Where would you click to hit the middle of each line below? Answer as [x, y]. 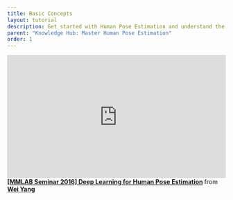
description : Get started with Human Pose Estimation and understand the [116, 26]
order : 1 [20, 39]
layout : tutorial [32, 20]
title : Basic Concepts [40, 13]
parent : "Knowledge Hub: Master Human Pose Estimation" [89, 33]
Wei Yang [21, 189]
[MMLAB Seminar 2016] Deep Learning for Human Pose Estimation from [113, 181]
